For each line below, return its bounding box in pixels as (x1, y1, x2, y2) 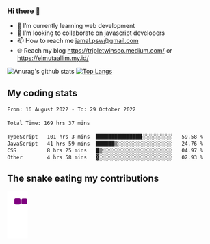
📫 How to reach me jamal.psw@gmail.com (16, 37, 139, 45)
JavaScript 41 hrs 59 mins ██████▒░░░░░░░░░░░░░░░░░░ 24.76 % (7, 140, 204, 148)
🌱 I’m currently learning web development (16, 22, 135, 30)
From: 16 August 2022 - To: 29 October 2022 (7, 106, 136, 113)
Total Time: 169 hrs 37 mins (7, 120, 90, 127)
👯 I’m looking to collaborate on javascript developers (16, 29, 166, 37)
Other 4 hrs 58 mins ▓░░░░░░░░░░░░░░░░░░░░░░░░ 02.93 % (7, 154, 204, 161)
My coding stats (7, 87, 77, 98)
